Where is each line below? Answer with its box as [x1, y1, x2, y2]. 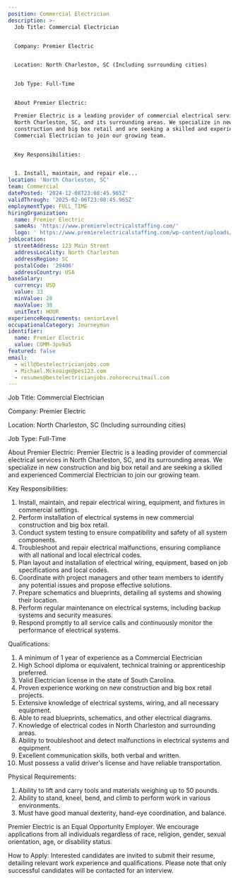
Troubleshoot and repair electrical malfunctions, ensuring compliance [18, 543, 221, 552]
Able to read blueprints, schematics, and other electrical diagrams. [18, 714, 213, 722]
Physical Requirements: [8, 772, 76, 781]
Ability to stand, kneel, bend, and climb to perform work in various [18, 794, 211, 802]
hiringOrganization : [8, 210, 69, 217]
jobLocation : [8, 236, 47, 243]
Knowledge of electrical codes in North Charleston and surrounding [18, 721, 216, 730]
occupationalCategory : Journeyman [8, 321, 110, 328]
